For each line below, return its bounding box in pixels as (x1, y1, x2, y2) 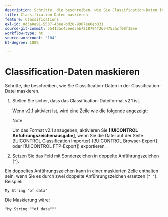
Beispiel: (5, 178, 23, 184)
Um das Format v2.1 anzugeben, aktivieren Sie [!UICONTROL (12, 127, 138, 133)
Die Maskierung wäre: (5, 197, 50, 203)
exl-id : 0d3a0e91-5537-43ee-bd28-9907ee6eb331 (5, 21, 104, 27)
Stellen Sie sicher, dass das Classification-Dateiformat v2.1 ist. (12, 97, 141, 103)
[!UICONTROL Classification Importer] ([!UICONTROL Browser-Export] (12, 138, 157, 144)
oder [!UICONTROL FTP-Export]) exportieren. (12, 143, 106, 149)
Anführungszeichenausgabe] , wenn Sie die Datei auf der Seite (12, 132, 144, 138)
